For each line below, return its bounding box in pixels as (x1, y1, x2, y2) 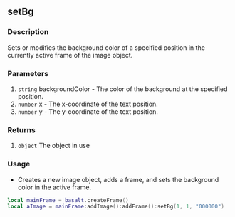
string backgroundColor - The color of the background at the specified (17, 85, 228, 93)
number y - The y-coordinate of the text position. (17, 107, 159, 116)
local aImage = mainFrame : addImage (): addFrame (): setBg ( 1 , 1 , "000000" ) (7, 203, 225, 211)
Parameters (7, 68, 48, 78)
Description (7, 27, 49, 37)
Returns (7, 125, 36, 134)
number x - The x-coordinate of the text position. (17, 100, 158, 108)
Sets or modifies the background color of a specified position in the (7, 43, 205, 52)
